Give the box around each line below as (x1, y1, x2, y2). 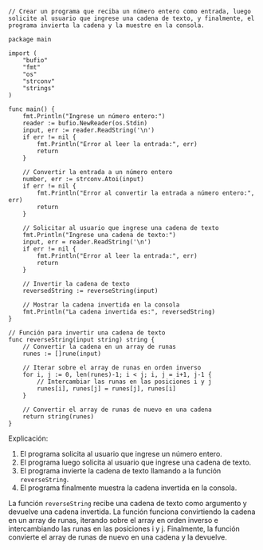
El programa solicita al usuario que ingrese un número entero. (19, 449, 223, 458)
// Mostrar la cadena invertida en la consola (22, 301, 180, 309)
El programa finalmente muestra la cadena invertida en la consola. (19, 483, 237, 493)
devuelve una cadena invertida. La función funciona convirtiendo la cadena (8, 507, 256, 516)
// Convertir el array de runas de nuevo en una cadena (22, 406, 213, 413)
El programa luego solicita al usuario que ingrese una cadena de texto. (19, 457, 252, 467)
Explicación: (8, 433, 49, 443)
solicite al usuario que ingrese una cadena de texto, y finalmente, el (8, 14, 255, 22)
